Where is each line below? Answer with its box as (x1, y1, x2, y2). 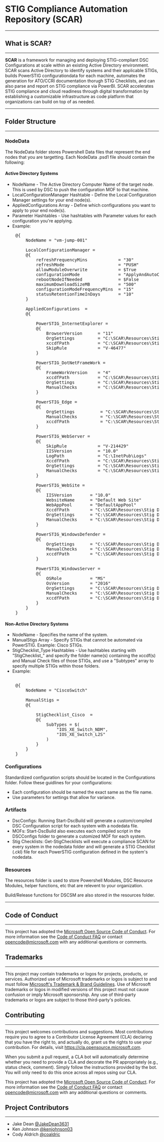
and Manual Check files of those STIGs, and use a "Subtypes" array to (12, 658, 154, 664)
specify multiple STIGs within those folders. (12, 663, 100, 669)
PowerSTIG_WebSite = (36, 483, 85, 488)
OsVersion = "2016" (46, 581, 111, 586)
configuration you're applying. (12, 218, 73, 224)
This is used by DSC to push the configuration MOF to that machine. (12, 187, 150, 193)
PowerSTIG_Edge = (36, 399, 78, 405)
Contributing (5, 1011, 45, 1019)
